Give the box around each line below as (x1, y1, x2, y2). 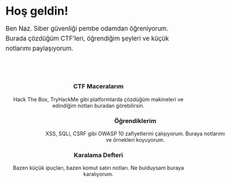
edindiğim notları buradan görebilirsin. (52, 102, 145, 109)
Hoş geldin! (5, 4, 68, 18)
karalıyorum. (83, 171, 114, 178)
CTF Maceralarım (72, 82, 124, 91)
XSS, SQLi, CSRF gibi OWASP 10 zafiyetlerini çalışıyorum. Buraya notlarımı (45, 130, 225, 137)
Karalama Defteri (74, 151, 123, 159)
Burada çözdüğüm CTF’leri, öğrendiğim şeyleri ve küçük (5, 34, 169, 42)
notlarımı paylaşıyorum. (5, 44, 74, 52)
